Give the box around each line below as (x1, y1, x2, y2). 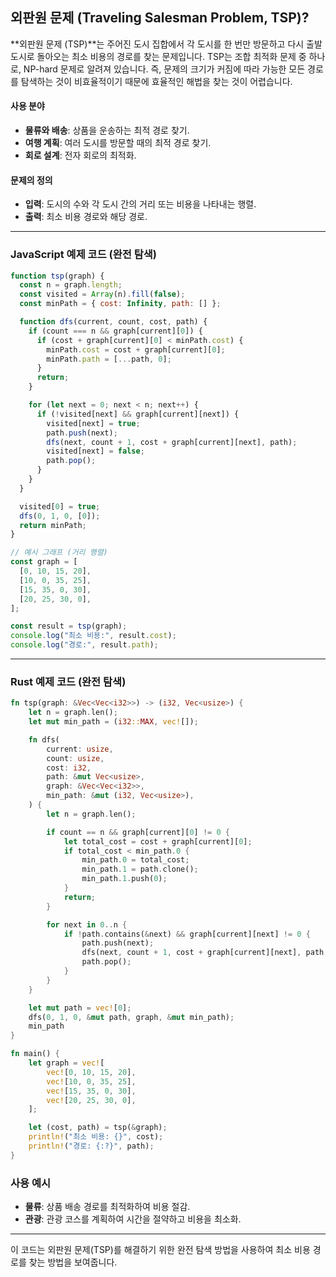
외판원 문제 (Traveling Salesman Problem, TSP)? (10, 9, 310, 27)
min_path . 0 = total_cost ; (81, 855, 190, 865)
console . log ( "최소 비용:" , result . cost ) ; (10, 631, 177, 641)
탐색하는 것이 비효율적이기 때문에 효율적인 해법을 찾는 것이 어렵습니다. (20, 75, 293, 87)
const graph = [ (10, 557, 78, 567)
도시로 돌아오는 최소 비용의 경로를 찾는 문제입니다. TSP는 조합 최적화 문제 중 (10, 50, 307, 62)
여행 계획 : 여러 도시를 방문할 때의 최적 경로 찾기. (24, 137, 212, 149)
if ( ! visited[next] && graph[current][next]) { (36, 409, 240, 419)
